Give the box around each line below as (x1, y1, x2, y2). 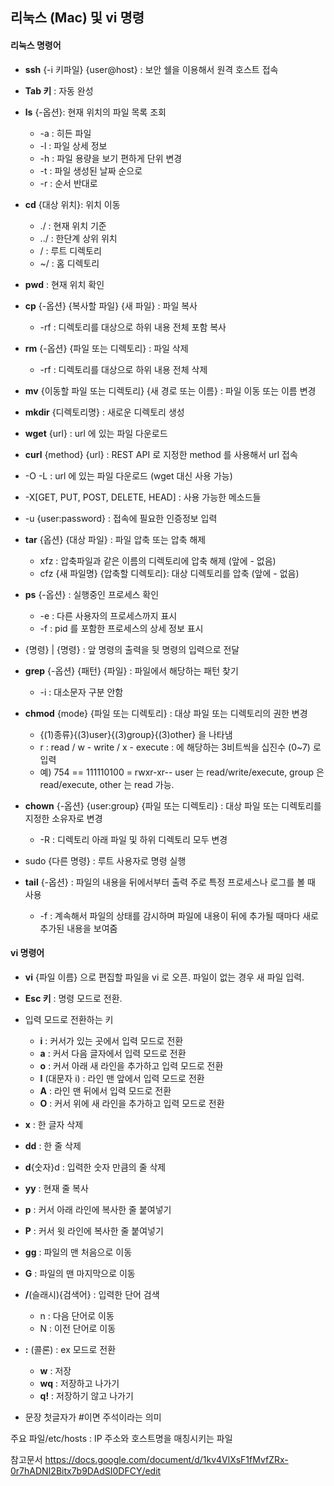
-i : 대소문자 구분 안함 (39, 686, 124, 698)
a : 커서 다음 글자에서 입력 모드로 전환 (39, 1047, 187, 1059)
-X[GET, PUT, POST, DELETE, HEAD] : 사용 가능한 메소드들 (24, 491, 262, 503)
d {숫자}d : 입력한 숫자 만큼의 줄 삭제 (24, 1161, 167, 1173)
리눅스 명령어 (10, 39, 62, 51)
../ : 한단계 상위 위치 (39, 232, 118, 244)
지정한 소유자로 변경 (24, 812, 103, 824)
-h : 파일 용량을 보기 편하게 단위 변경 (39, 152, 183, 164)
